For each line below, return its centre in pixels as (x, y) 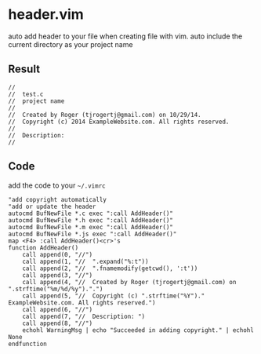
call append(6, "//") (57, 309)
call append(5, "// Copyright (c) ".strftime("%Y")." (114, 296)
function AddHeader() (43, 248)
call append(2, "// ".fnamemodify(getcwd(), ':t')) (110, 268)
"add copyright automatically (58, 199)
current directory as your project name (71, 44)
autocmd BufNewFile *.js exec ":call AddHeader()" (92, 234)
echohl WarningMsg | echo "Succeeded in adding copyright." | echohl (138, 330)
